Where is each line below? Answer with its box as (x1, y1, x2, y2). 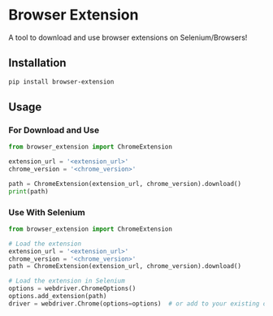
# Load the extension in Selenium (8, 277, 126, 285)
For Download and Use (8, 124, 100, 136)
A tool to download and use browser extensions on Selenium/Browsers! (8, 32, 248, 42)
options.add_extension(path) (8, 292, 107, 301)
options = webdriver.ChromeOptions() (8, 284, 136, 293)
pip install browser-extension (8, 77, 115, 86)
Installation (8, 56, 67, 70)
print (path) (8, 187, 49, 196)
